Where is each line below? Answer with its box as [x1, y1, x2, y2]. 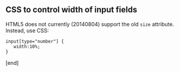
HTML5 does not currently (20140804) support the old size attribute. [5, 20, 174, 27]
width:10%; [13, 43, 41, 49]
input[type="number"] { [5, 38, 65, 44]
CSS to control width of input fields [5, 5, 137, 15]
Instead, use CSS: [5, 27, 49, 34]
